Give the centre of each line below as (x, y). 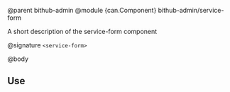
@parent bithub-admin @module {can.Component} (82, 10)
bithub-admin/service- (191, 10)
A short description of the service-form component (82, 31)
